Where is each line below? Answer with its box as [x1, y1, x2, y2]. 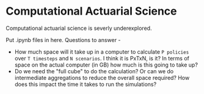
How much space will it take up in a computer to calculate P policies [14, 48, 189, 56]
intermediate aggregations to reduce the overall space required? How [14, 74, 190, 81]
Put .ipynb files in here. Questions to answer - [5, 36, 121, 43]
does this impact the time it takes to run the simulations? [14, 81, 157, 88]
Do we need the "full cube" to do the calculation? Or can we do [14, 67, 174, 74]
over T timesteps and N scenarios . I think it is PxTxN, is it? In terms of [14, 54, 190, 62]
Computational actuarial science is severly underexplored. [5, 24, 152, 32]
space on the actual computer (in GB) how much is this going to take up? [14, 61, 198, 68]
